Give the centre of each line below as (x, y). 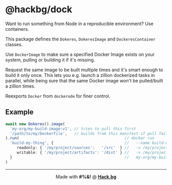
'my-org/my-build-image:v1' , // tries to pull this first (73, 129)
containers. (17, 29)
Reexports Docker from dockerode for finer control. (58, 96)
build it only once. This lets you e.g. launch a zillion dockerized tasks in (80, 75)
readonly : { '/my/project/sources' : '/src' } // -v (79, 148)
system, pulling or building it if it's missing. (50, 59)
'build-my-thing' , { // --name (80, 143)
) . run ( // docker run (80, 138)
